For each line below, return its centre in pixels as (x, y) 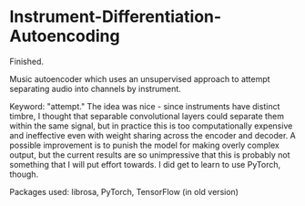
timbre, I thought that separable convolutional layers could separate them (147, 116)
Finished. (26, 61)
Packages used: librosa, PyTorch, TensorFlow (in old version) (124, 191)
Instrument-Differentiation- (116, 17)
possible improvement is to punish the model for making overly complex (144, 145)
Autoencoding (65, 36)
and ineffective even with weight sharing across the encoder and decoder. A (152, 135)
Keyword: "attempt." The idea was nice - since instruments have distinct (145, 106)
